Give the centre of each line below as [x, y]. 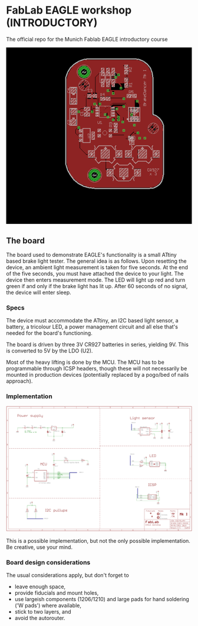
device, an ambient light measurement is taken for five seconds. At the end [97, 267]
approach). [19, 381]
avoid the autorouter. [40, 618]
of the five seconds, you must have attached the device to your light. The [95, 273]
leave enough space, [40, 586]
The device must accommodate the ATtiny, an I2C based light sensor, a [92, 321]
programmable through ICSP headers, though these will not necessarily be [97, 369]
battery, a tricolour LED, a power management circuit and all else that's [92, 327]
